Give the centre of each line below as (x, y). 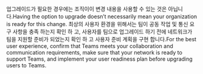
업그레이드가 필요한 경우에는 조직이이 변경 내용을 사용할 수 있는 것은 (87, 9)
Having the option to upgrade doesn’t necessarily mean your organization (105, 16)
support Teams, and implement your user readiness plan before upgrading (99, 59)
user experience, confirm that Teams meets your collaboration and (90, 46)
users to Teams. (26, 65)
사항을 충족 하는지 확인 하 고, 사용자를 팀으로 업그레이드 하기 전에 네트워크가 (102, 32)
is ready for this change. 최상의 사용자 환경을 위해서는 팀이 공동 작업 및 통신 (97, 24)
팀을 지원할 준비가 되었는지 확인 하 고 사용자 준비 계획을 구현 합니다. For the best (101, 39)
